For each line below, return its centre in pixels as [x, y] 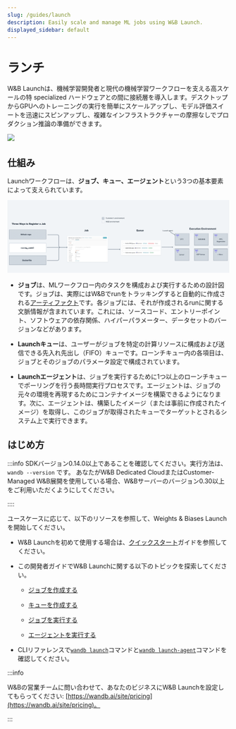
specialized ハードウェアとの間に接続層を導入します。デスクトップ [131, 97]
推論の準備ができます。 [72, 124]
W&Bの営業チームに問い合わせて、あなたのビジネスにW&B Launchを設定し [116, 687]
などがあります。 [61, 329]
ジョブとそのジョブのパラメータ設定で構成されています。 [100, 362]
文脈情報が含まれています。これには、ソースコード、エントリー [110, 311]
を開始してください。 [38, 527]
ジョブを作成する [53, 589]
